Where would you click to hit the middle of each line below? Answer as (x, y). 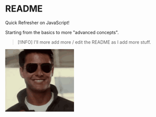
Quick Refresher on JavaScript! (37, 23)
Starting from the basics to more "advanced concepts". (62, 32)
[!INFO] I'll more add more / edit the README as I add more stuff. (84, 42)
